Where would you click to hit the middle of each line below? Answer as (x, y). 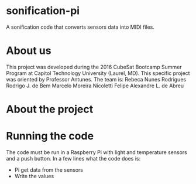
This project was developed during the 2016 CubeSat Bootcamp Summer (94, 67)
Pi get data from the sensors (49, 170)
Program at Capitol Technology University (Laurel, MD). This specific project (98, 73)
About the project (50, 109)
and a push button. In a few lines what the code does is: (73, 159)
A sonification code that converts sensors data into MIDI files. (80, 27)
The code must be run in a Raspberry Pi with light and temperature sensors (97, 152)
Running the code (50, 136)
